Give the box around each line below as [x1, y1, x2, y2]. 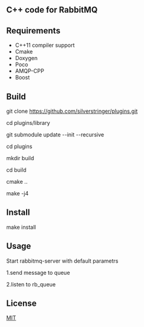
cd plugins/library [6, 120, 50, 127]
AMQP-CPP [15, 67, 44, 75]
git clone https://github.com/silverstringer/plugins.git [6, 107, 138, 115]
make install [6, 223, 36, 231]
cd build [6, 166, 27, 174]
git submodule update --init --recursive [6, 131, 105, 138]
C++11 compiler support [15, 42, 75, 49]
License [6, 298, 37, 309]
